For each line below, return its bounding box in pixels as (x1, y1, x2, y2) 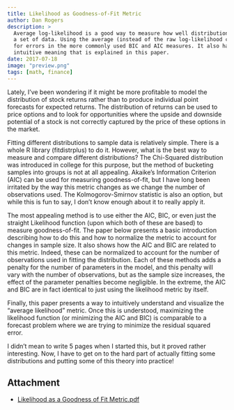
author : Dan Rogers (7, 17, 64, 24)
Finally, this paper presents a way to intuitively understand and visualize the (7, 298, 224, 307)
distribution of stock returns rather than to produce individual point (7, 95, 198, 103)
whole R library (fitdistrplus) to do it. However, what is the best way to (7, 146, 208, 154)
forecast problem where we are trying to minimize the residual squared (7, 321, 211, 329)
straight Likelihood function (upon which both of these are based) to (7, 218, 203, 227)
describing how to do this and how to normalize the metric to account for (7, 233, 217, 241)
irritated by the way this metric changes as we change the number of (7, 183, 205, 191)
